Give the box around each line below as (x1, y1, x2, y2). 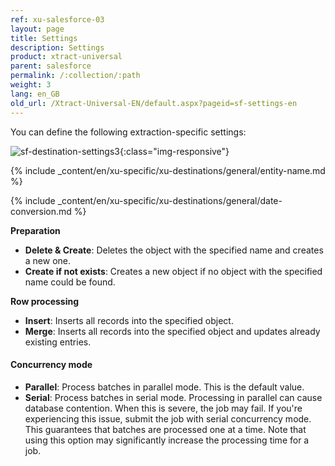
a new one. (24, 254, 72, 266)
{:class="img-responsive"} (119, 145, 230, 157)
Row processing (10, 295, 80, 307)
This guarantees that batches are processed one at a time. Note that (24, 423, 307, 435)
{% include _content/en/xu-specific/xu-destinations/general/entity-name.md (10, 164, 326, 176)
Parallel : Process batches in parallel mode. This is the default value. (24, 381, 305, 393)
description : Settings (10, 42, 105, 53)
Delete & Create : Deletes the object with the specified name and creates (24, 244, 324, 256)
